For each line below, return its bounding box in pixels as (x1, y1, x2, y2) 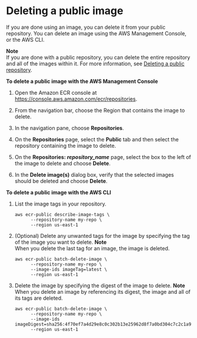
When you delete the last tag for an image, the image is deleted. (14, 244, 170, 251)
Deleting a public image (6, 4, 123, 18)
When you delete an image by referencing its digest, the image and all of (14, 288, 191, 295)
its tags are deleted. (14, 294, 63, 301)
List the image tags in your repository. (14, 200, 107, 207)
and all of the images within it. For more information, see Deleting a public (6, 60, 185, 67)
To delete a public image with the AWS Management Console (6, 78, 158, 85)
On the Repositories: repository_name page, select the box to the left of (14, 153, 191, 160)
